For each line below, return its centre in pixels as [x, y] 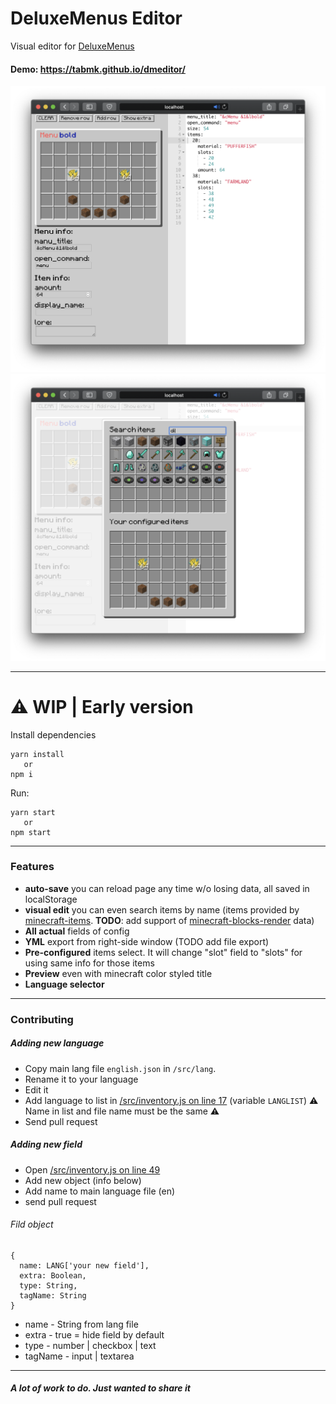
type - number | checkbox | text [90, 1345]
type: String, [48, 1285]
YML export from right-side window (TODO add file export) [147, 941]
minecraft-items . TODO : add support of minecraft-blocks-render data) [169, 920]
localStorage [51, 899]
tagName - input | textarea [79, 1356]
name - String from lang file [81, 1324]
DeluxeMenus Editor [96, 18]
